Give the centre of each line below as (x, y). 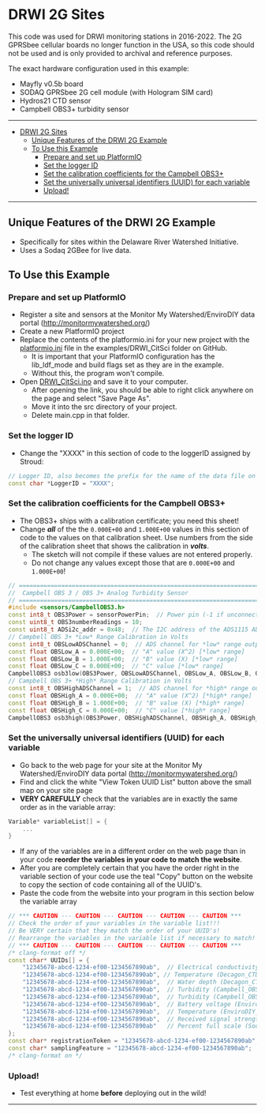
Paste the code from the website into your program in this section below (137, 893)
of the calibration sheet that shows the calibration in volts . (114, 546)
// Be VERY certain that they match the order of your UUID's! (114, 931)
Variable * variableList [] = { (58, 822)
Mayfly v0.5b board (52, 84)
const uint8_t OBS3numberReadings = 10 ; (76, 622)
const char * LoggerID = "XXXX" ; (61, 483)
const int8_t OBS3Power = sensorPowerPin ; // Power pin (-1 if (116, 615)
